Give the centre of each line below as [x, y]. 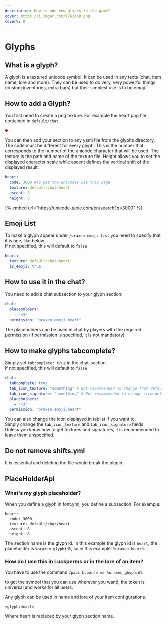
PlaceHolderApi [30, 479]
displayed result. [22, 167]
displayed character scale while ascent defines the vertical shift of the [77, 162]
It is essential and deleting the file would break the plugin [64, 463]
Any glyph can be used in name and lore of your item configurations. [76, 597]
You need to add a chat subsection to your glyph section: [64, 294]
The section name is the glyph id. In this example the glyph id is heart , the [81, 543]
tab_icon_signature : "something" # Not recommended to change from [81, 394]
